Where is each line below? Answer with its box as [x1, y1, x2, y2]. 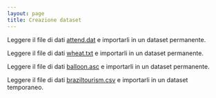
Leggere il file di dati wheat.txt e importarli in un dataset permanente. [7, 49, 204, 57]
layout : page [7, 10, 45, 17]
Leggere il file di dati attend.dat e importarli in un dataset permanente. [7, 35, 206, 43]
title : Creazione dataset [7, 17, 81, 23]
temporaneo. [7, 83, 43, 91]
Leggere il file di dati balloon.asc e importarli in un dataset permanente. [7, 62, 210, 70]
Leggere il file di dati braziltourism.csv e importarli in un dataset [7, 75, 188, 84]
